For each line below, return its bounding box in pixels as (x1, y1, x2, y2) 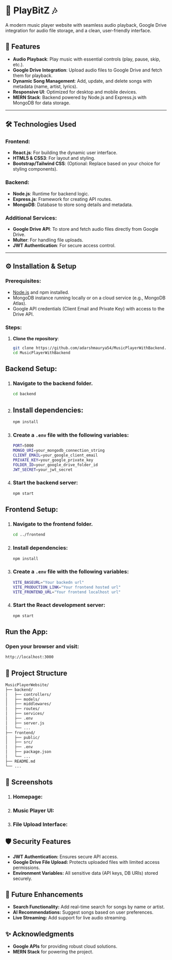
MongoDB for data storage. (12, 100, 71, 106)
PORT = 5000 (12, 443, 34, 449)
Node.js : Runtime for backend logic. (12, 190, 90, 197)
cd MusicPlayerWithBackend (12, 350, 71, 355)
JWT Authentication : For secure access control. (12, 243, 116, 249)
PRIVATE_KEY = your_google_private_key (12, 457, 94, 463)
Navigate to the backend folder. (12, 380, 93, 387)
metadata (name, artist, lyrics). (12, 83, 78, 89)
